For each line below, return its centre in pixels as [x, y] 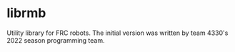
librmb [26, 13]
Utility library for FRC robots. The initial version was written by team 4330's [117, 33]
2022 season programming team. [56, 40]
